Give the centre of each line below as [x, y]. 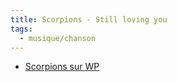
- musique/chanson [58, 38]
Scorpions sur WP [62, 67]
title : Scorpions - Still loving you [89, 19]
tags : [21, 29]
